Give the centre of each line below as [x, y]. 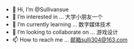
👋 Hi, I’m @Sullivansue [40, 9]
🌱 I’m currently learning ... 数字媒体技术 [61, 24]
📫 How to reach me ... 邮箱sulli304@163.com [70, 40]
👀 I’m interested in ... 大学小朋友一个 [57, 17]
